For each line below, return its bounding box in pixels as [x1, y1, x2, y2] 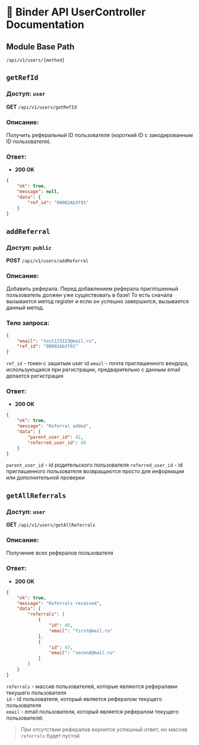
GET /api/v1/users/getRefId [6, 103, 77, 110]
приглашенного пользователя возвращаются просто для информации [6, 468, 185, 475]
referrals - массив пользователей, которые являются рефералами [6, 683, 178, 690]
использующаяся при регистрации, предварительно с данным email [6, 366, 181, 373]
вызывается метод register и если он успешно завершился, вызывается [6, 298, 189, 305]
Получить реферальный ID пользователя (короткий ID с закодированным [6, 131, 193, 138]
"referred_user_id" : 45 [27, 439, 86, 446]
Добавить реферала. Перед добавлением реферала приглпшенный [6, 285, 178, 293]
